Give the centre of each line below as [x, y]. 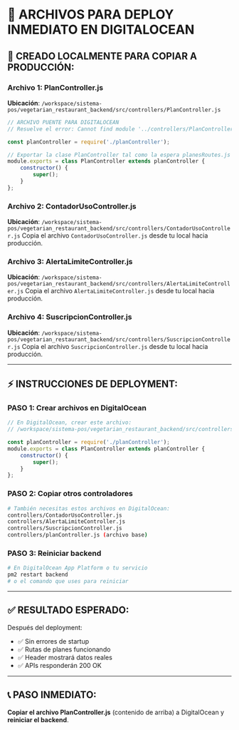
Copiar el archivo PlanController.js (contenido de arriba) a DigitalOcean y [116, 712]
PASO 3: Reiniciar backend [54, 553]
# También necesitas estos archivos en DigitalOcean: [89, 508]
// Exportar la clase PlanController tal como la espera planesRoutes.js [119, 155]
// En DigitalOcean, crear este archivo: [70, 423]
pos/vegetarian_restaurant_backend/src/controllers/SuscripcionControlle [119, 339]
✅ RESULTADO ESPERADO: [68, 610]
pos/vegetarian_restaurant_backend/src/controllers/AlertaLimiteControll [119, 284]
